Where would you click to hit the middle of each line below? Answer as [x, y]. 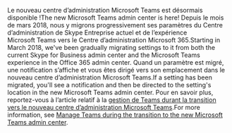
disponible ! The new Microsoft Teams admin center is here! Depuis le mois [116, 18]
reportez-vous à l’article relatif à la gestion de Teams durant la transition [112, 100]
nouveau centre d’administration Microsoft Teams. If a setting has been [110, 77]
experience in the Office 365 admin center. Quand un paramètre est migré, [116, 62]
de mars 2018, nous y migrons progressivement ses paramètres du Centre [115, 25]
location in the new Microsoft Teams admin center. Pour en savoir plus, [110, 92]
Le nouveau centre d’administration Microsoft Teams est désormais [105, 10]
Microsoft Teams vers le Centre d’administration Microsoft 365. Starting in [114, 40]
